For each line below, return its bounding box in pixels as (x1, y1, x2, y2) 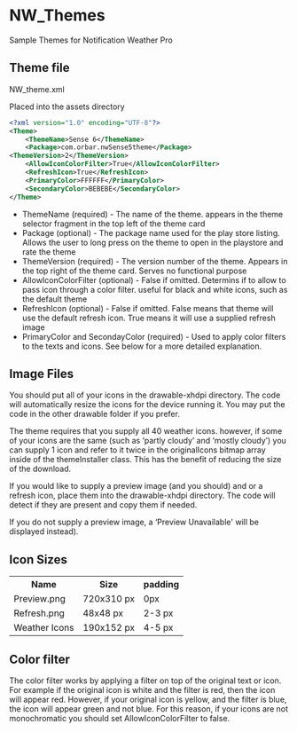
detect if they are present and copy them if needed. (9, 500, 198, 510)
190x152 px (82, 622, 136, 634)
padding (143, 579, 180, 591)
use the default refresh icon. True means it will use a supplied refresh (21, 312, 277, 323)
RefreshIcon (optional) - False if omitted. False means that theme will (21, 303, 274, 313)
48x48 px (82, 607, 124, 619)
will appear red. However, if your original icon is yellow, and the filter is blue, (9, 694, 287, 704)
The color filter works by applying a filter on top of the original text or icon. (9, 675, 282, 686)
